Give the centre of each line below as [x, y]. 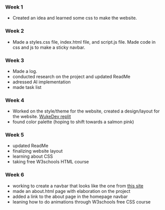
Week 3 [15, 60]
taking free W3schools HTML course [51, 162]
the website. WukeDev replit [42, 117]
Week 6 [15, 175]
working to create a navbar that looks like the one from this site [78, 186]
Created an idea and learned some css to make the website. [75, 18]
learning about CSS [33, 156]
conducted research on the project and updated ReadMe [71, 76]
